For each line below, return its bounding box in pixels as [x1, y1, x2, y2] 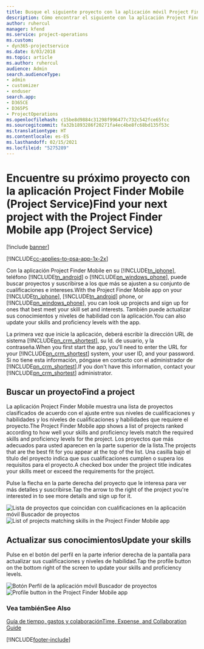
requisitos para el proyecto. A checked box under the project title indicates [6, 461, 192, 469]
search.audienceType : [6, 71, 61, 77]
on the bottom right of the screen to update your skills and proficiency [6, 564, 182, 572]
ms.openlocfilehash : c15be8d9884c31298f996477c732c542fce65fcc [6, 116, 170, 122]
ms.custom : [6, 37, 34, 43]
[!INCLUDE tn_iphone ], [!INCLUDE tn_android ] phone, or [6, 293, 144, 300]
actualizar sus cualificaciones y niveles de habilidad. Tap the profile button [6, 558, 191, 565]
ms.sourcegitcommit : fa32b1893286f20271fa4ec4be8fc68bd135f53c [6, 122, 170, 129]
